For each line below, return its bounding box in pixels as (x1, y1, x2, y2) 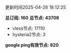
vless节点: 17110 (12, 25, 45, 31)
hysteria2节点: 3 (12, 32, 46, 37)
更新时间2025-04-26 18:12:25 (5, 4, 66, 10)
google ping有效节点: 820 (5, 42, 59, 48)
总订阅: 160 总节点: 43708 (5, 15, 60, 21)
